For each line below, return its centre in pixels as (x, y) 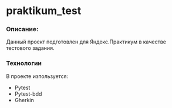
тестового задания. (30, 48)
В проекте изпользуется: (37, 76)
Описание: (22, 29)
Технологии (24, 63)
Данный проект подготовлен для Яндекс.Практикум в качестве (86, 42)
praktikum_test (44, 11)
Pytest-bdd (28, 94)
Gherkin (24, 100)
